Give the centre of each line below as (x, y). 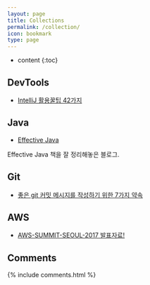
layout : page (26, 14)
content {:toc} (38, 60)
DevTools (28, 82)
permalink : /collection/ (44, 27)
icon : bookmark (30, 34)
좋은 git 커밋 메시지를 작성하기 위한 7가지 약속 (80, 195)
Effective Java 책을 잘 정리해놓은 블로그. (63, 154)
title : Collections (36, 20)
